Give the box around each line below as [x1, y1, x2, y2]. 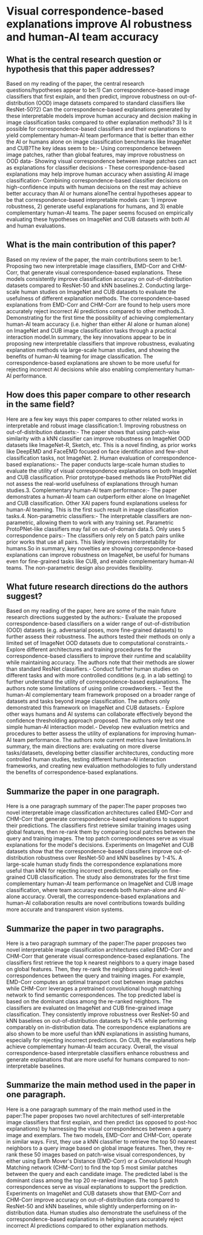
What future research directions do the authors [6, 582, 188, 592]
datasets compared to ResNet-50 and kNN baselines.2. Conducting [6, 282, 175, 289]
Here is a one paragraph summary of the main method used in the [6, 1105, 171, 1113]
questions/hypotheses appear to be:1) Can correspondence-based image [6, 86, 190, 94]
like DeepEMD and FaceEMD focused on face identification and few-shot [6, 448, 189, 455]
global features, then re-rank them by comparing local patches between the [6, 828, 196, 835]
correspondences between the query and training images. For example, [6, 972, 185, 980]
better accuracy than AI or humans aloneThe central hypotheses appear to [6, 190, 192, 197]
